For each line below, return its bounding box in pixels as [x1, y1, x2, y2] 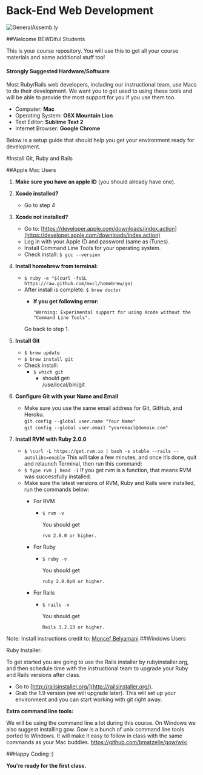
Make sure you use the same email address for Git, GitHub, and [24, 404, 182, 412]
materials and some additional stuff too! [6, 53, 105, 61]
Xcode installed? [15, 190, 59, 197]
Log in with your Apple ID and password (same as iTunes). [24, 238, 170, 245]
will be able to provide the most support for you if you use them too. [6, 94, 176, 101]
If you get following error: [33, 298, 99, 305]
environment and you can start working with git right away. [15, 696, 162, 703]
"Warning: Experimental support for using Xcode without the [33, 309, 191, 315]
